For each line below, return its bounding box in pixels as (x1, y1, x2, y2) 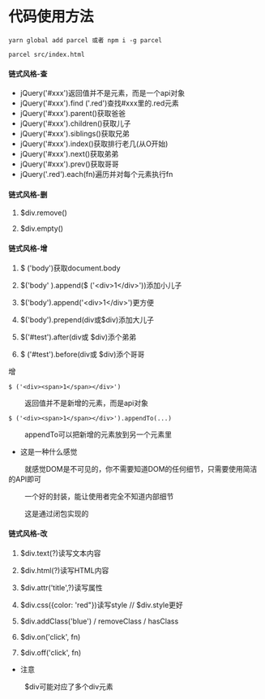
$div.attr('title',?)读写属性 (19, 582, 103, 593)
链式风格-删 (8, 189, 48, 199)
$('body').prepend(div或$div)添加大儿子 (19, 314, 154, 325)
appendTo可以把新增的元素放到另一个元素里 (24, 429, 173, 439)
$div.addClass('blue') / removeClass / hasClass (19, 616, 179, 626)
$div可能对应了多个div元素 (24, 681, 113, 691)
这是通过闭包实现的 (24, 508, 89, 518)
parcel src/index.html (8, 50, 85, 58)
